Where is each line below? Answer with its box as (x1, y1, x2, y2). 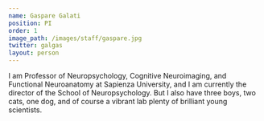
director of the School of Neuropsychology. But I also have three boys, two (8, 88, 256, 97)
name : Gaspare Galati (8, 11, 81, 20)
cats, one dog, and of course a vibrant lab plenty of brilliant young (8, 97, 228, 106)
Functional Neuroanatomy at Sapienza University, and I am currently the (8, 79, 247, 89)
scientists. (8, 105, 43, 115)
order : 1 (8, 26, 38, 34)
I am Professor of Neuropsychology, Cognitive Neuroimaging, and (8, 71, 227, 80)
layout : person (8, 49, 60, 57)
